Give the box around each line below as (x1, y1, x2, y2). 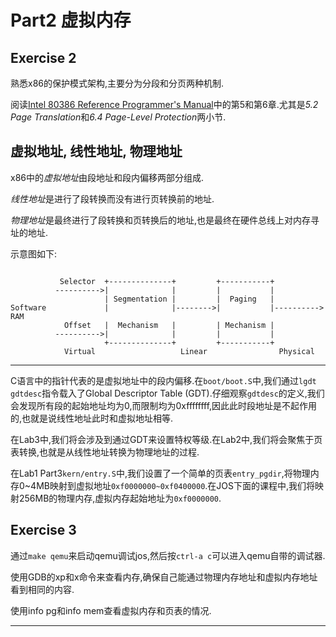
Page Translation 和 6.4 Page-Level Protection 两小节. (10, 111, 227, 123)
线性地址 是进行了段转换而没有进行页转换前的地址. (10, 192, 215, 205)
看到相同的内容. (10, 583, 75, 595)
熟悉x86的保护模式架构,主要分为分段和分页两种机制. (10, 77, 225, 89)
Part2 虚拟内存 (10, 9, 132, 32)
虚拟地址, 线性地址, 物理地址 (10, 143, 183, 160)
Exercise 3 (10, 522, 77, 539)
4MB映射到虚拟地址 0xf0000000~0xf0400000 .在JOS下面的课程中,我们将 (30, 479, 316, 491)
